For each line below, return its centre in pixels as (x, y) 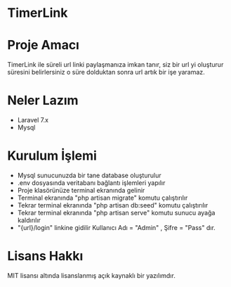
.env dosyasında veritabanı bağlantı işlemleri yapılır (91, 183)
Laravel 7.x (33, 120)
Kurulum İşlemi (52, 156)
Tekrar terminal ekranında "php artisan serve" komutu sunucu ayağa (116, 213)
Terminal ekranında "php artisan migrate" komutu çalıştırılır (103, 198)
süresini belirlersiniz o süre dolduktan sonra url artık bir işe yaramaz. (106, 72)
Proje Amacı (43, 45)
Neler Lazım (43, 101)
